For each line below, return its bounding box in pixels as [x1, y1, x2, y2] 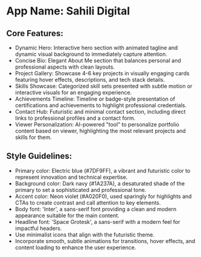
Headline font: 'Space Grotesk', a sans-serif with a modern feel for [14, 218, 180, 225]
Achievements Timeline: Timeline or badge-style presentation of [14, 95, 176, 102]
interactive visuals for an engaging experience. [14, 89, 132, 96]
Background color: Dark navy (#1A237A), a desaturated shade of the [14, 179, 185, 187]
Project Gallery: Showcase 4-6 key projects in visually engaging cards [14, 70, 190, 76]
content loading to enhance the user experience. [14, 244, 136, 251]
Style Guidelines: [6, 151, 72, 161]
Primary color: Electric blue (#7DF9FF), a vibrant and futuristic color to [14, 167, 191, 174]
